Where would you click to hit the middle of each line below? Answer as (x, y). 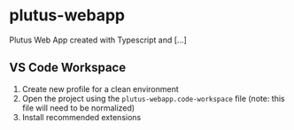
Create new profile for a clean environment (100, 88)
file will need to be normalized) (78, 108)
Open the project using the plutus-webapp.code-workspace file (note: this (153, 98)
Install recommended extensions (81, 117)
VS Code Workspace (68, 68)
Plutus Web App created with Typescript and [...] (98, 40)
